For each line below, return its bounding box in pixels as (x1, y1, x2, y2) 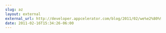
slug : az (5, 7, 23, 12)
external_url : (5, 16, 35, 21)
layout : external (5, 12, 41, 16)
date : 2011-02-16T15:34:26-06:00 (5, 20, 74, 26)
